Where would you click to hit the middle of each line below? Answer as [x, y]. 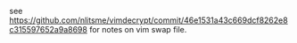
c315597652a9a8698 [48, 29]
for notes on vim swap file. [138, 29]
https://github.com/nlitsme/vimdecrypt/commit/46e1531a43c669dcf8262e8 [148, 20]
